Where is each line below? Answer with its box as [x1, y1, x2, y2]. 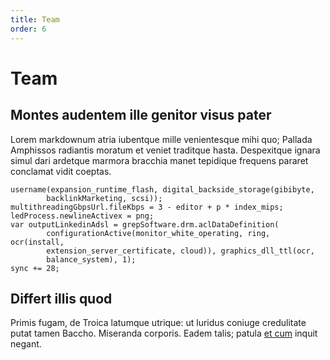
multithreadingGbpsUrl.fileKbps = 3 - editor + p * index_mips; [10, 202, 284, 212]
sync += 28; [10, 263, 60, 273]
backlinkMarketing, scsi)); [46, 193, 163, 203]
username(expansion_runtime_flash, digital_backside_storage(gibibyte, [10, 184, 315, 195]
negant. [10, 338, 42, 350]
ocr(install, [10, 237, 65, 247]
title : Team [10, 14, 60, 25]
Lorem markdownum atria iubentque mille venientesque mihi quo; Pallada [10, 133, 313, 145]
